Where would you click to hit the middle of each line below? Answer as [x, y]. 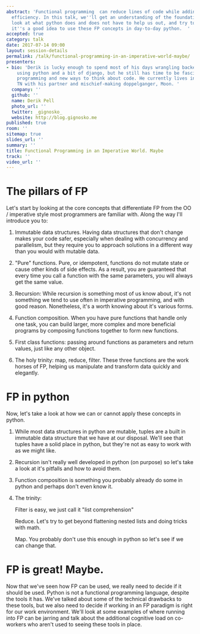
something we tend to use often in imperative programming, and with [99, 300]
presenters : [21, 62]
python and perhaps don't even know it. [64, 487]
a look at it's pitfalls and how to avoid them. [68, 469]
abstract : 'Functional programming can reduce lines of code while [93, 12]
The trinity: [28, 498]
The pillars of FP [47, 191]
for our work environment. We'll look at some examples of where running [96, 612]
